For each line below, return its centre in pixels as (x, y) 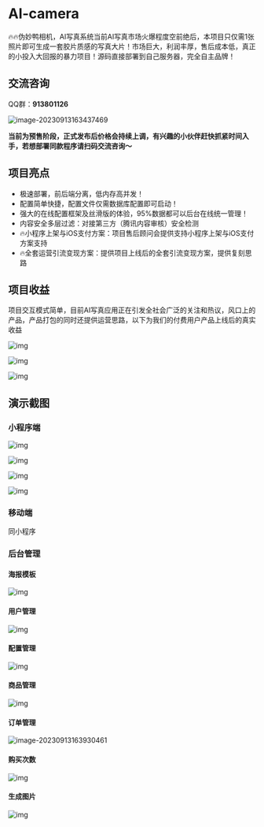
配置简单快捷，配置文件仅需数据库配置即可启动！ (99, 203)
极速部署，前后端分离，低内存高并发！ (81, 193)
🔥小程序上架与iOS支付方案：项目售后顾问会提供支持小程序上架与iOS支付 (137, 233)
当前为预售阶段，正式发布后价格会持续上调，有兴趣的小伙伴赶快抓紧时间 (125, 136)
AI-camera (44, 14)
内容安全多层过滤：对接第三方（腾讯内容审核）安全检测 (109, 223)
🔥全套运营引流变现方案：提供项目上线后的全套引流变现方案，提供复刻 (132, 252)
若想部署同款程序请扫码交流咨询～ (77, 146)
